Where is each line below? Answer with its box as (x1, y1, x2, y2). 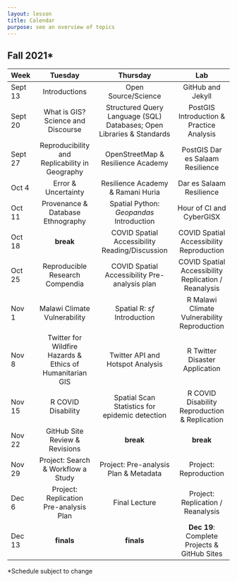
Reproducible (42, 262, 87, 272)
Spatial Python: (109, 199, 160, 209)
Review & (49, 435, 80, 445)
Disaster (188, 355, 216, 365)
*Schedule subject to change (7, 567, 93, 576)
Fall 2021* (7, 49, 54, 61)
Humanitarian (42, 368, 87, 378)
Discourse (48, 125, 82, 135)
